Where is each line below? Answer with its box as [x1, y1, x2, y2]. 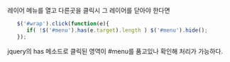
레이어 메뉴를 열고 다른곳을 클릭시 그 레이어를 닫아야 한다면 [7, 6, 170, 14]
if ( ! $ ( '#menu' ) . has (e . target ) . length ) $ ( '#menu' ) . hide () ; [26, 27, 208, 34]
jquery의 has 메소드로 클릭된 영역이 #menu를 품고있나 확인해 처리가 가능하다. [7, 46, 224, 55]
